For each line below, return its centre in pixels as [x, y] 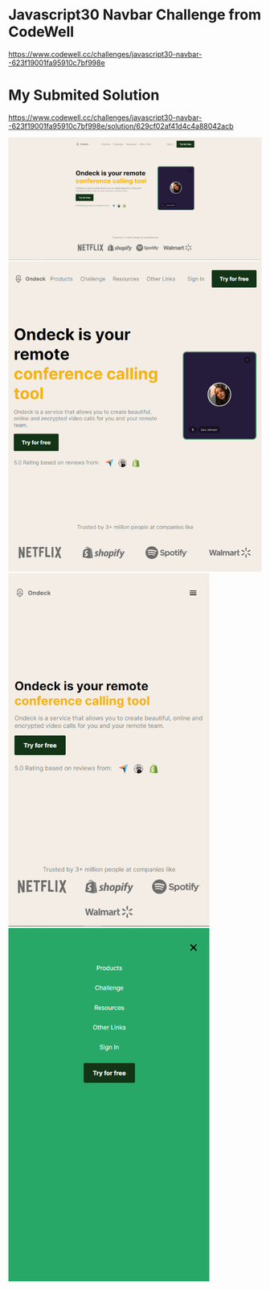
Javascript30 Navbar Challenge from [135, 15]
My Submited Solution [84, 95]
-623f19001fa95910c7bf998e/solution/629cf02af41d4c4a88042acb [121, 125]
